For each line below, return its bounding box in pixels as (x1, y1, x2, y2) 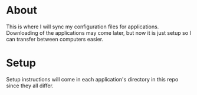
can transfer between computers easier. (6, 35, 104, 42)
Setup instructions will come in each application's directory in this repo (6, 76, 179, 83)
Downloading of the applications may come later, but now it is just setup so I (6, 29, 192, 36)
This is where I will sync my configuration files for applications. (6, 23, 159, 30)
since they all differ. (6, 82, 54, 89)
